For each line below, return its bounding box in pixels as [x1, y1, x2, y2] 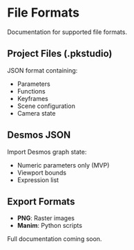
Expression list [17, 175, 59, 184]
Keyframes [17, 94, 48, 102]
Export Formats [7, 195, 75, 207]
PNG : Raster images [17, 214, 75, 222]
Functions [17, 87, 46, 95]
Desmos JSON [7, 130, 71, 141]
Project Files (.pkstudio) [7, 48, 113, 60]
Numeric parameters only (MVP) [17, 161, 110, 169]
